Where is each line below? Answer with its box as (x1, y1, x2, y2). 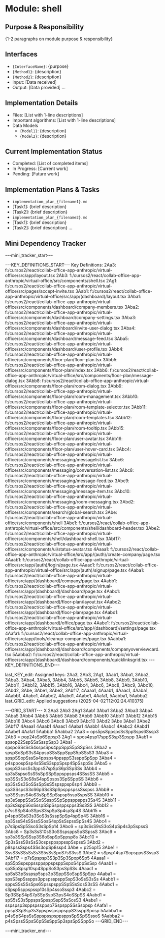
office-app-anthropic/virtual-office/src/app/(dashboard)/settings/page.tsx (5, 625, 156, 631)
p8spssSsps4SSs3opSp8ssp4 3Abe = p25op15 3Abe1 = (5, 844, 119, 850)
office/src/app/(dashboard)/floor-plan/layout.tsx (5, 599, 103, 605)
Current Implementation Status (5, 147, 102, 156)
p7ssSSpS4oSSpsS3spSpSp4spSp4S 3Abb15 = (5, 808, 102, 814)
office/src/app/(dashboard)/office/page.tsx (5, 620, 93, 626)
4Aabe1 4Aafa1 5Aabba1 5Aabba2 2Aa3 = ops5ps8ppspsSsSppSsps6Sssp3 (5, 729, 159, 735)
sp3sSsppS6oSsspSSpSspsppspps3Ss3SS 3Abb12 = (5, 802, 113, 808)
